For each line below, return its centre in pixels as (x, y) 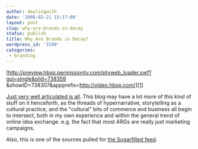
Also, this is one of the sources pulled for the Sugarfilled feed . (82, 139)
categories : (21, 50)
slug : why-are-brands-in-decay (45, 28)
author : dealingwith (32, 12)
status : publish (26, 34)
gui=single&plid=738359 (36, 79)
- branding (22, 56)
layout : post (22, 22)
